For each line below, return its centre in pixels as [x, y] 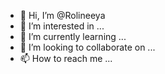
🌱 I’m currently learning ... [73, 36]
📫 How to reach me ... [66, 58]
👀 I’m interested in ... [62, 26]
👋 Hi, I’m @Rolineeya [62, 15]
